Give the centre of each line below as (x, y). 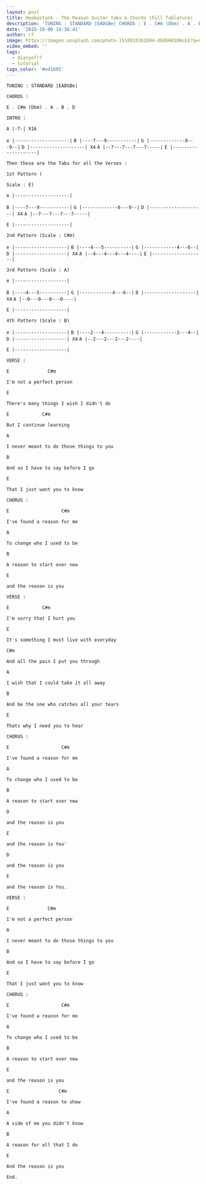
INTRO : (16, 118)
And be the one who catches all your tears (63, 705)
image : (15, 41)
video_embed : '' (27, 47)
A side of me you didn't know (45, 1124)
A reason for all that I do (42, 1145)
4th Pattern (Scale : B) (38, 321)
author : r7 (20, 35)
